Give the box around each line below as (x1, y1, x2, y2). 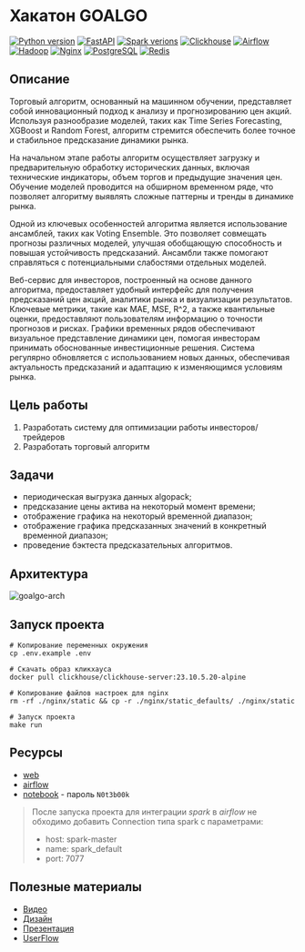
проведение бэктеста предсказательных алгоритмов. (22, 540, 233, 551)
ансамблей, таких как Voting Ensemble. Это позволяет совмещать (9, 228, 267, 238)
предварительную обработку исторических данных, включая (9, 161, 250, 173)
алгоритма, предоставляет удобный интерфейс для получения (9, 284, 254, 295)
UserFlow (22, 932, 59, 943)
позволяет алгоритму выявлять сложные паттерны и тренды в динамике (9, 190, 294, 201)
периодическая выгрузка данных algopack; (22, 491, 192, 502)
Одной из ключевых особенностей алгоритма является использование (9, 218, 288, 228)
